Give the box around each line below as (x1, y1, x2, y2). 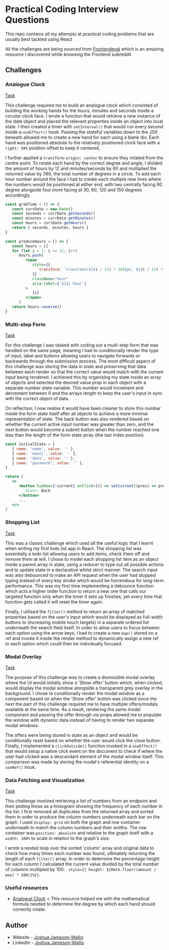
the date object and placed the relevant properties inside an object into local (5, 118, 163, 124)
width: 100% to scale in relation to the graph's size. (5, 835, 111, 841)
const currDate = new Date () (12, 206, 73, 212)
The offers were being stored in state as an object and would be (5, 732, 138, 738)
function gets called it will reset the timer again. (5, 598, 104, 604)
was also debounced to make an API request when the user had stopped (5, 572, 156, 578)
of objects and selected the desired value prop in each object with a (5, 380, 146, 386)
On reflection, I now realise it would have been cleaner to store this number (5, 405, 161, 411)
